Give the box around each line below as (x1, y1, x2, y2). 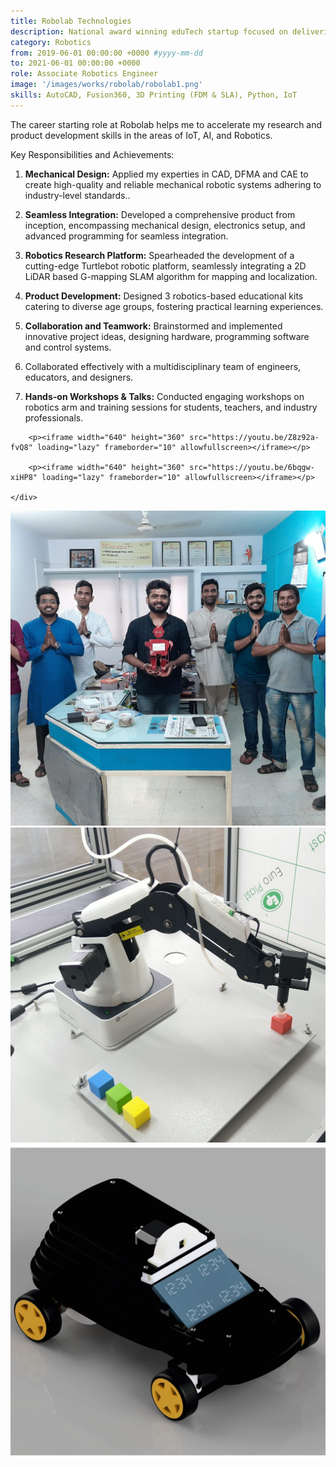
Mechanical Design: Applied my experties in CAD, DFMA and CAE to (24, 168, 309, 180)
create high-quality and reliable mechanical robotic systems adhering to (24, 178, 322, 190)
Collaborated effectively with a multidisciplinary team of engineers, (24, 360, 302, 372)
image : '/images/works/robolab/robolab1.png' (10, 80, 203, 90)
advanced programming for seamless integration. (24, 230, 229, 242)
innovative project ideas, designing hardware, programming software (24, 330, 310, 342)
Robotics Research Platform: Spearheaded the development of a (24, 249, 295, 261)
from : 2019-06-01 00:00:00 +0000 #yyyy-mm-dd (10, 48, 203, 58)
